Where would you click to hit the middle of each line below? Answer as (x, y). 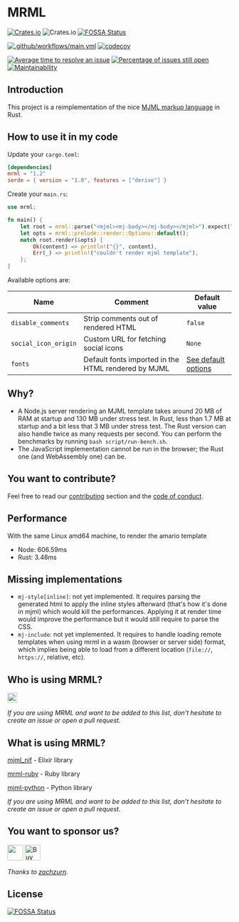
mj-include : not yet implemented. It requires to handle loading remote (119, 635)
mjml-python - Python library (50, 787)
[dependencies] (30, 167)
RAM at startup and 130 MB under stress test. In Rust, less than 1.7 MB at (124, 419)
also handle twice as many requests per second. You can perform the (119, 434)
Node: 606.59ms (42, 549)
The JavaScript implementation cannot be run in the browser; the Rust (121, 449)
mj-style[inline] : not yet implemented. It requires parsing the (109, 597)
